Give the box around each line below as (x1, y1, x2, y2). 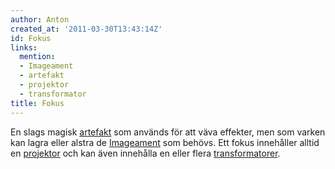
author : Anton (10, 14, 70, 25)
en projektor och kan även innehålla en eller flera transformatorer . (10, 147, 281, 159)
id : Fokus (10, 33, 52, 43)
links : (10, 42, 38, 53)
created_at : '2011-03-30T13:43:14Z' (10, 24, 163, 34)
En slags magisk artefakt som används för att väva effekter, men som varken (10, 126, 326, 138)
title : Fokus (10, 98, 65, 108)
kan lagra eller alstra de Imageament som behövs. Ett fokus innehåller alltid (10, 136, 320, 148)
